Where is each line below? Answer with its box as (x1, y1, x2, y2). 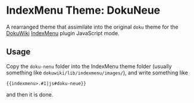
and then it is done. (6, 90, 54, 98)
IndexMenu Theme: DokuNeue (6, 4, 161, 17)
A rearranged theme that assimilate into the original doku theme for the (6, 23, 179, 30)
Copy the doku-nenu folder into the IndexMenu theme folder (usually (6, 63, 172, 70)
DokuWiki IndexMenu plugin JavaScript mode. (6, 29, 120, 36)
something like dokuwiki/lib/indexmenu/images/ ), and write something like (6, 69, 189, 76)
